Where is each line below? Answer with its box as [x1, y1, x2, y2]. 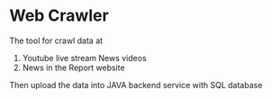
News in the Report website [22, 62, 125, 73]
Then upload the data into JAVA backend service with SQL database [9, 79, 263, 90]
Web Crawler [9, 5, 110, 26]
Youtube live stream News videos [22, 52, 147, 63]
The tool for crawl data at [9, 35, 104, 46]
